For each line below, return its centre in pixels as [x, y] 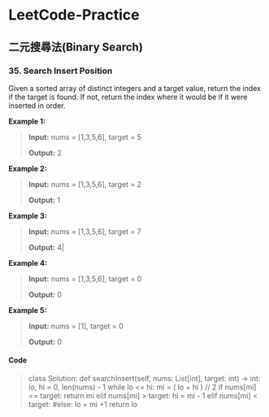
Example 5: [28, 310]
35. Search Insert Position [61, 71]
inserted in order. [37, 105]
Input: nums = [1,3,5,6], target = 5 [85, 137]
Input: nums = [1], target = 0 [76, 326]
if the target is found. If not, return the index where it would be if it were [128, 97]
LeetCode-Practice [74, 15]
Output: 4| [46, 247]
